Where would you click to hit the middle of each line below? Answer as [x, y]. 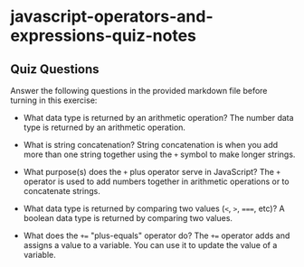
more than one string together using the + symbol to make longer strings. [159, 154]
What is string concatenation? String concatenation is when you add [151, 145]
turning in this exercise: [54, 100]
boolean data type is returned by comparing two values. [128, 218]
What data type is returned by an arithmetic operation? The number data [158, 118]
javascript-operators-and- [112, 17]
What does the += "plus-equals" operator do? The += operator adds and [157, 235]
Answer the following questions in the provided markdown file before [139, 91]
